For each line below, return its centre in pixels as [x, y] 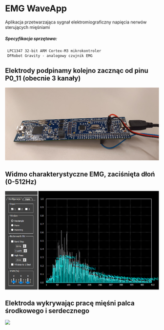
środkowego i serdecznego [47, 311]
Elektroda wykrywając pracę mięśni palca [70, 303]
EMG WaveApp [36, 9]
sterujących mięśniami [28, 27]
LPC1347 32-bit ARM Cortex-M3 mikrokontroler [54, 51]
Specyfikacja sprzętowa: [31, 38]
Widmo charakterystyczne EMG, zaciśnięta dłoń [80, 174]
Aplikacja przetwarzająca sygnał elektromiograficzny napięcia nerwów [76, 22]
